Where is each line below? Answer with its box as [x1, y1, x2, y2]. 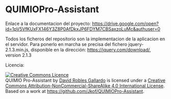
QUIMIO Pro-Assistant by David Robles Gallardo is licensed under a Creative [5, 77, 166, 83]
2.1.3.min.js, [5, 46, 30, 53]
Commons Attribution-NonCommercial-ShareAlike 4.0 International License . [5, 83, 165, 89]
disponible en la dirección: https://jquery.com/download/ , [30, 46, 152, 53]
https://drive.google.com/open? [91, 20, 159, 27]
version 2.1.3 [5, 52, 32, 58]
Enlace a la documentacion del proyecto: [5, 20, 91, 27]
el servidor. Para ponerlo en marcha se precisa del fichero [5, 41, 128, 47]
